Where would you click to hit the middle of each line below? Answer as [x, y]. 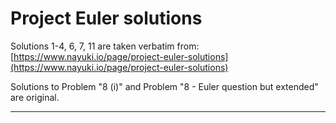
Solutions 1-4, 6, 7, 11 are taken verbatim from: [105, 46]
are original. [35, 97]
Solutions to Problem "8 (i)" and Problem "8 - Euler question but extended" [164, 86]
